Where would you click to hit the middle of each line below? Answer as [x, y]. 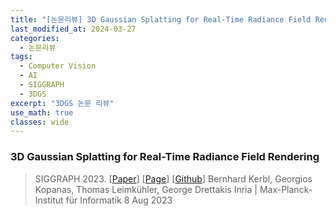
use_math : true [42, 112]
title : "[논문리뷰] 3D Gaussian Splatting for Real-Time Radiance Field [161, 19]
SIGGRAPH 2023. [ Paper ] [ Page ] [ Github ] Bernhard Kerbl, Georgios [173, 178]
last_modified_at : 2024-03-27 [73, 29]
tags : [21, 57]
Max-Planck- [286, 189]
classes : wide [40, 122]
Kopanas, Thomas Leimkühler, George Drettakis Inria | [146, 189]
